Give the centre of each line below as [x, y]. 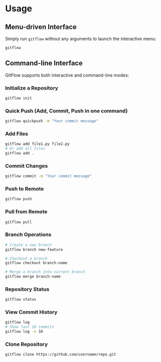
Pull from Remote [26, 212]
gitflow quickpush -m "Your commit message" [52, 121]
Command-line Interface [44, 63]
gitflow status [21, 300]
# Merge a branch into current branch [45, 272]
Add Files [17, 134]
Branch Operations [28, 234]
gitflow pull [19, 222]
